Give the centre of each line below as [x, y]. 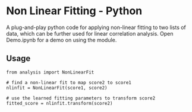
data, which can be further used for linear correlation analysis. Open [90, 33]
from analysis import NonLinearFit [50, 72]
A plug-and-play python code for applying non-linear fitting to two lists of [96, 27]
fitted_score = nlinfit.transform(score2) [59, 103]
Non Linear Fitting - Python [74, 11]
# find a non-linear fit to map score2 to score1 [69, 82]
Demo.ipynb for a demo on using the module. [62, 40]
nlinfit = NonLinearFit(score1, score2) [57, 88]
